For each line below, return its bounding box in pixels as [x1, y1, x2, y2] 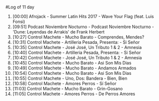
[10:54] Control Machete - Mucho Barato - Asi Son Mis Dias [12, 70, 131, 76]
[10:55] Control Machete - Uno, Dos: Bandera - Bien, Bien [12, 75, 127, 81]
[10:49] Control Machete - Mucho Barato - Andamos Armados [12, 65, 137, 71]
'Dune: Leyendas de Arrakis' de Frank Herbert [12, 29, 105, 34]
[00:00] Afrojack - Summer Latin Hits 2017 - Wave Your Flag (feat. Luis [12, 14, 154, 19]
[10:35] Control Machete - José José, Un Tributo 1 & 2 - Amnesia [12, 45, 142, 50]
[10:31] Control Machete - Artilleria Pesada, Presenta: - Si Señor [12, 39, 140, 45]
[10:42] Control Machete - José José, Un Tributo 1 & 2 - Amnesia [12, 55, 142, 60]
